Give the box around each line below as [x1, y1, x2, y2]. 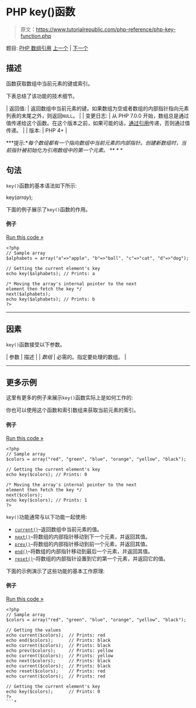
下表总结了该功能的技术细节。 [6, 92, 78, 100]
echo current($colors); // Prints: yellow [6, 652, 114, 659]
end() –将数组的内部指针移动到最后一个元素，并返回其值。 [14, 548, 153, 555]
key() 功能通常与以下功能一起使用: [6, 513, 87, 520]
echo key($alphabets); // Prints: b [6, 296, 95, 302]
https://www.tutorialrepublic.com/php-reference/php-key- [36, 26, 176, 33]
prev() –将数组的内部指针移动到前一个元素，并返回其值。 [14, 540, 150, 548]
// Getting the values [6, 627, 61, 633]
